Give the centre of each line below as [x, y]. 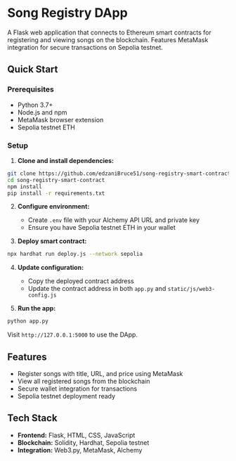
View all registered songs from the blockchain [84, 381]
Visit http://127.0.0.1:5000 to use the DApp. [73, 335]
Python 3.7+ [35, 105]
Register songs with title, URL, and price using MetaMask [100, 373]
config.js [42, 296]
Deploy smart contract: [52, 241]
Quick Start [33, 69]
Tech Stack [32, 418]
